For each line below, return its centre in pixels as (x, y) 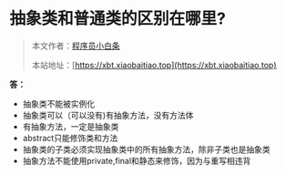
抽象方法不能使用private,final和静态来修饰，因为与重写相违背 (137, 160)
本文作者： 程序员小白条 (76, 46)
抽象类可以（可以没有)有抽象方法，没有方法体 (108, 115)
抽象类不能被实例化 (59, 103)
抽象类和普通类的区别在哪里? (117, 19)
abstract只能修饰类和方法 (70, 138)
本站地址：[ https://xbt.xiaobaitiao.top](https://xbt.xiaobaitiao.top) (154, 65)
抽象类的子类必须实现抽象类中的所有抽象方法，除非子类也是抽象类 (146, 149)
